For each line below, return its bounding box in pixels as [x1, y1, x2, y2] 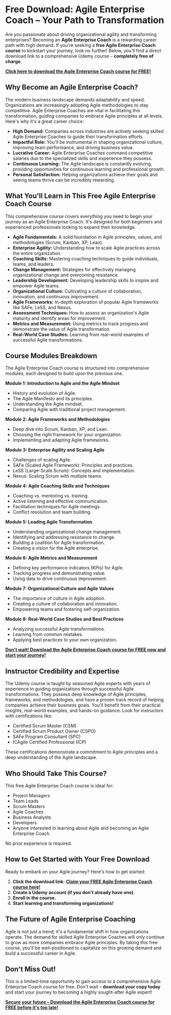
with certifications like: [5, 713, 53, 719]
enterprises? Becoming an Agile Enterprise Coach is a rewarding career [5, 37, 157, 43]
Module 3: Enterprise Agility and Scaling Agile [5, 447, 105, 453]
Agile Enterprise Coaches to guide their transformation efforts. [12, 134, 144, 140]
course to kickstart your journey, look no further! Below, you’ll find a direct [5, 47, 161, 54]
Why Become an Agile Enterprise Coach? [5, 83, 138, 92]
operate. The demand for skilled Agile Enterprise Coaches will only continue [5, 934, 165, 940]
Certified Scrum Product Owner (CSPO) [12, 728, 96, 735]
